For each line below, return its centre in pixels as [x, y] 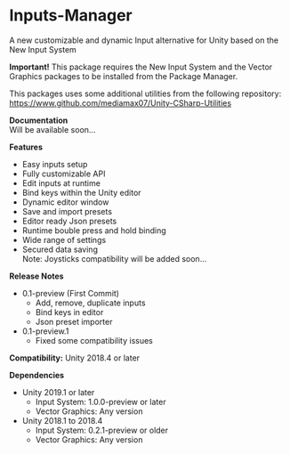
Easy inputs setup [55, 164]
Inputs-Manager [71, 16]
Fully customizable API [64, 174]
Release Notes [36, 276]
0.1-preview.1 [45, 331]
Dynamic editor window [65, 202]
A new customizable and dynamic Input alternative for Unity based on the [144, 40]
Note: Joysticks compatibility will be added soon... [114, 258]
